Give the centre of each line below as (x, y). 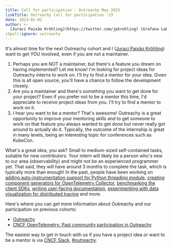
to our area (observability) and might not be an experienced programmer (82, 161)
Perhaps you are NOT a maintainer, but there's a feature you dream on (87, 64)
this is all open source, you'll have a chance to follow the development (87, 80)
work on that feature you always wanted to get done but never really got (89, 124)
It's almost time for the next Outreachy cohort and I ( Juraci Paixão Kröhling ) (85, 49)
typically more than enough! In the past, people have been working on (79, 172)
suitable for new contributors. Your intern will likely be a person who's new (84, 156)
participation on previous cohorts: (41, 209)
